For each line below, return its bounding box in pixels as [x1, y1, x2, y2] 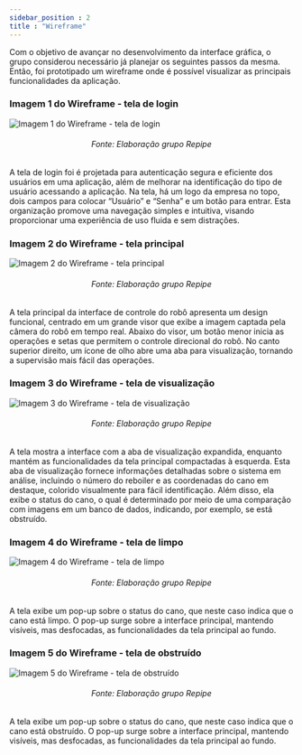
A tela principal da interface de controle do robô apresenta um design [9, 306, 269, 317]
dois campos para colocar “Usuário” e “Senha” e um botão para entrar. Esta [9, 196, 291, 206]
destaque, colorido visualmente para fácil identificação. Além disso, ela [9, 485, 275, 495]
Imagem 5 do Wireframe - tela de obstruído [9, 647, 202, 659]
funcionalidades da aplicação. [9, 75, 121, 86]
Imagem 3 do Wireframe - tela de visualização [9, 377, 215, 389]
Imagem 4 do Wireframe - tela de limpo [9, 536, 184, 548]
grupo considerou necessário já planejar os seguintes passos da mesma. [9, 56, 281, 67]
